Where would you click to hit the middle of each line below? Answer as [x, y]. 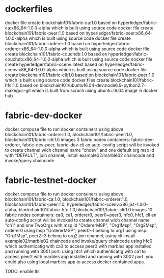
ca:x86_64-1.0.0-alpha [28, 28]
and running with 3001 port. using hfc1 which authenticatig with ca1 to [76, 251]
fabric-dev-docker [44, 116]
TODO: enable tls [22, 271]
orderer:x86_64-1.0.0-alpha [33, 49]
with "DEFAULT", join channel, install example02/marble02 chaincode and [80, 155]
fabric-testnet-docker [51, 181]
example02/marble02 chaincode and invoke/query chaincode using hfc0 [79, 241]
